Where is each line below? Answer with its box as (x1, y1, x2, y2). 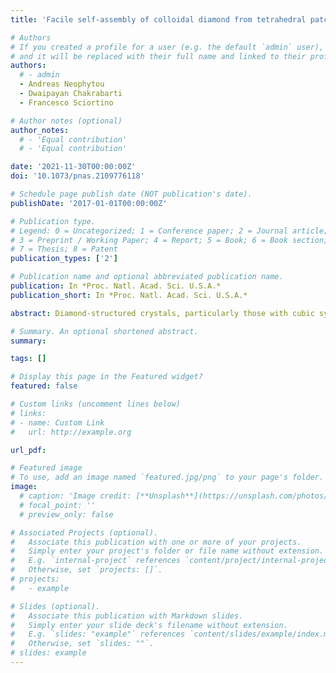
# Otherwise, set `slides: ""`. (10, 639, 155, 649)
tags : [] (10, 354, 47, 364)
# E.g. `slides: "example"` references (10, 629, 186, 640)
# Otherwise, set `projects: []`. (10, 565, 163, 575)
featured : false (10, 381, 78, 391)
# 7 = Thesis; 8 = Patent (10, 244, 118, 255)
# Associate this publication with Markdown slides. (10, 611, 244, 621)
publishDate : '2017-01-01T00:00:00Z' (10, 198, 168, 208)
